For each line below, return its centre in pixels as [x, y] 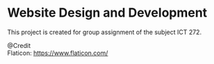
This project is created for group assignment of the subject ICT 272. [105, 32]
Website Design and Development [107, 13]
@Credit [19, 45]
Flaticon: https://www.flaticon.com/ [58, 53]
